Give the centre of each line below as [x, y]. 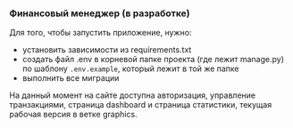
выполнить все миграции [71, 78]
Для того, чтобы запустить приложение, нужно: [100, 33]
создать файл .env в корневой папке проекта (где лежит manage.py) [153, 60]
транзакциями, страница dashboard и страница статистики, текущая [141, 105]
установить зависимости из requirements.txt [107, 50]
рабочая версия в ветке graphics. [73, 115]
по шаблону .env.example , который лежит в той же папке [130, 68]
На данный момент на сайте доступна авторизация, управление [133, 95]
